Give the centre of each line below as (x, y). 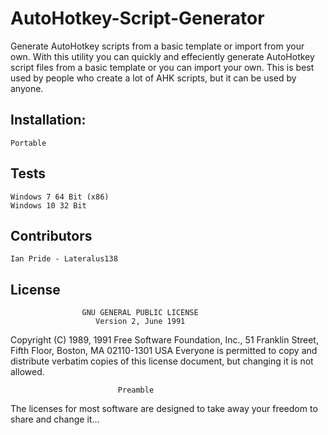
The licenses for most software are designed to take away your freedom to (164, 409)
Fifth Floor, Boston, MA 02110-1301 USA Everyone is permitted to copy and (164, 351)
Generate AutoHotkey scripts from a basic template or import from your (157, 46)
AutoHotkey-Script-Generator (137, 18)
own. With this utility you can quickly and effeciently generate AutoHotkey (162, 56)
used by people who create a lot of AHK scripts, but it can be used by (153, 78)
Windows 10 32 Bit (48, 205)
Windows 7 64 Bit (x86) (60, 197)
